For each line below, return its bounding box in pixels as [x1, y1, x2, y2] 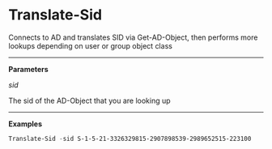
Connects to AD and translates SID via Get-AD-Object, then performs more [8, 32, 258, 42]
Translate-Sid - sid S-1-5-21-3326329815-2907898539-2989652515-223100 [8, 134, 252, 143]
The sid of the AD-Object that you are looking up [8, 96, 172, 105]
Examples [8, 119, 43, 129]
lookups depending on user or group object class [8, 40, 172, 50]
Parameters [8, 64, 49, 74]
